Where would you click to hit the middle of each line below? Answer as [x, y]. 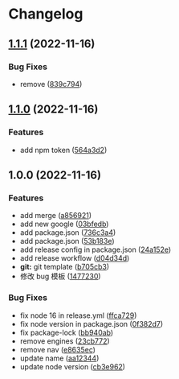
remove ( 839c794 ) [51, 84]
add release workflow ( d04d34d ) [75, 258]
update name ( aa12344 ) [59, 358]
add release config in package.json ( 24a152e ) [96, 249]
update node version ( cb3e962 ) [73, 366]
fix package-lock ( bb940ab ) [67, 332]
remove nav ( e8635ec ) [58, 349]
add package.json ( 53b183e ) [67, 241]
